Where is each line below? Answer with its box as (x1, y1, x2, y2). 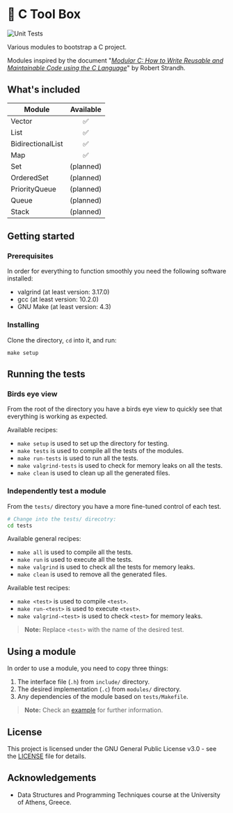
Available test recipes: (7, 584, 71, 592)
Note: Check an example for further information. (24, 706, 163, 714)
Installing (7, 320, 40, 330)
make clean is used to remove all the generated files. (17, 570, 167, 578)
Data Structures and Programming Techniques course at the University (17, 790, 220, 799)
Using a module (7, 645, 77, 657)
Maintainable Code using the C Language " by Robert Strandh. (7, 63, 186, 72)
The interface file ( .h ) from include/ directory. (17, 678, 150, 686)
